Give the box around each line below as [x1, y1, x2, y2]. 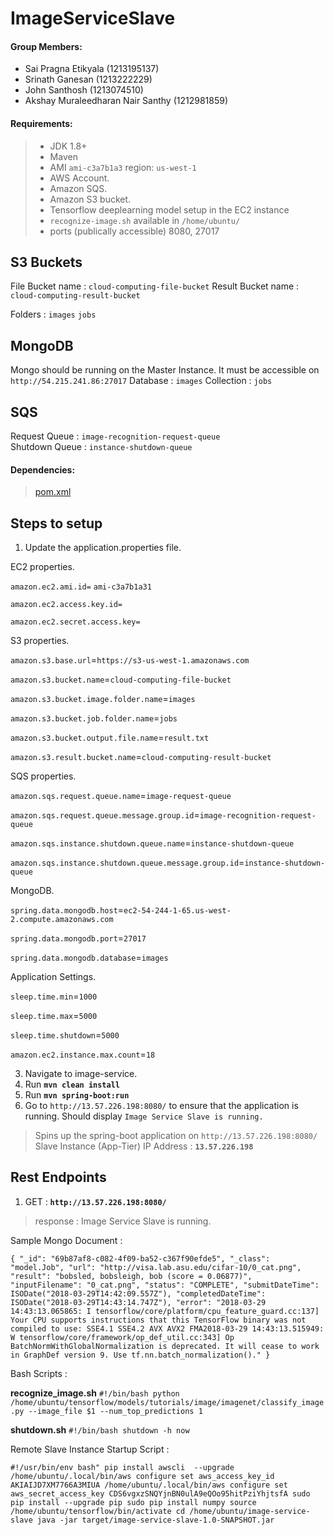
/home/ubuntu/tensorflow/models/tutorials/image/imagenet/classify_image [10, 1397, 325, 1407]
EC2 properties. [10, 561, 75, 573]
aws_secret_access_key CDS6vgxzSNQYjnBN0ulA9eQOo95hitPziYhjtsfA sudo [10, 1488, 311, 1499]
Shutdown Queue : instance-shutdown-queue [10, 441, 193, 453]
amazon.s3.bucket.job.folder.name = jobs [10, 712, 178, 724]
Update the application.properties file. [24, 542, 182, 554]
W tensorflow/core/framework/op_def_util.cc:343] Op [10, 1332, 235, 1342]
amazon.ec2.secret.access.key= [10, 617, 141, 627]
